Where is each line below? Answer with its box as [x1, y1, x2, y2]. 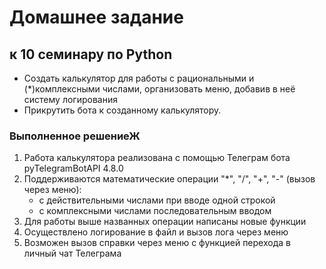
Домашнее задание [9, 6, 184, 29]
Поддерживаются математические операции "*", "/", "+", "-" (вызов [23, 173, 316, 185]
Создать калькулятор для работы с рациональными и [23, 72, 255, 84]
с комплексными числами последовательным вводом [38, 205, 272, 217]
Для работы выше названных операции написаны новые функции [23, 216, 307, 228]
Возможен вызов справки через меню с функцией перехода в [23, 237, 291, 249]
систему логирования [23, 94, 118, 105]
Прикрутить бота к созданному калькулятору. [23, 104, 222, 116]
